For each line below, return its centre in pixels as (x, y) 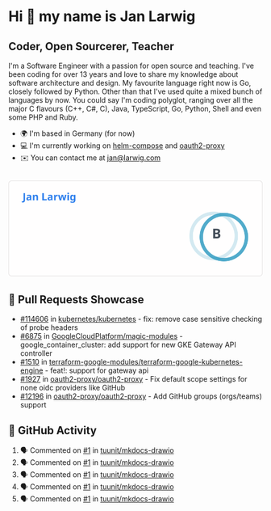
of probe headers (49, 327)
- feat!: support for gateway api (97, 370)
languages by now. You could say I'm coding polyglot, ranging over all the (131, 100)
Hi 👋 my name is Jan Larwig (102, 17)
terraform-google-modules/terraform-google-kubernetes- (146, 362)
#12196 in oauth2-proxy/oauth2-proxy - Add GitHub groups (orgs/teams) (141, 396)
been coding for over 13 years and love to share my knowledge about (123, 74)
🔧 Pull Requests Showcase (76, 300)
